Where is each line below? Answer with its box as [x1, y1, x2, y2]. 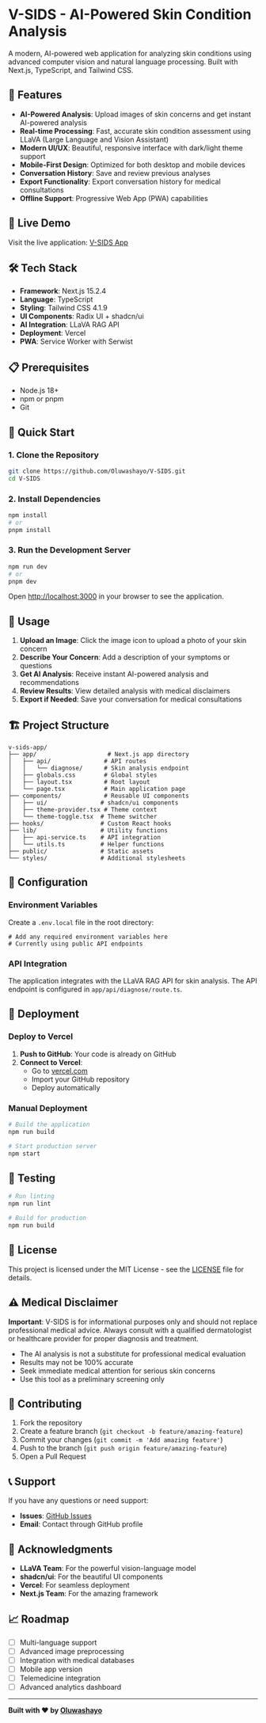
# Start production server [8, 1142, 97, 1150]
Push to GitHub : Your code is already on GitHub [19, 1049, 177, 1059]
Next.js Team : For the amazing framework [19, 1588, 158, 1598]
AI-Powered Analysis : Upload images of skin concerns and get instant [19, 109, 252, 119]
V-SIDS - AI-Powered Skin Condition [8, 6, 252, 24]
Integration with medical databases [19, 1655, 135, 1664]
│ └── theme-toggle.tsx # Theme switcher [8, 813, 158, 821]
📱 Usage [8, 614, 50, 628]
